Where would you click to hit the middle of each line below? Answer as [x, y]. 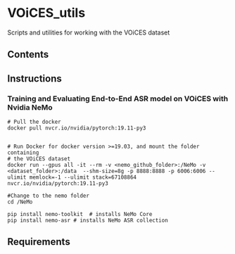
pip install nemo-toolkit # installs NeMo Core [80, 215]
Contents [28, 55]
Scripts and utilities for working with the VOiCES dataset [89, 32]
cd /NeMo [20, 202]
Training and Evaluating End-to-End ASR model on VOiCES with [118, 99]
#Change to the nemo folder [49, 196]
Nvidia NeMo [30, 107]
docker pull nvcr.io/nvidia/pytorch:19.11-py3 [77, 128]
